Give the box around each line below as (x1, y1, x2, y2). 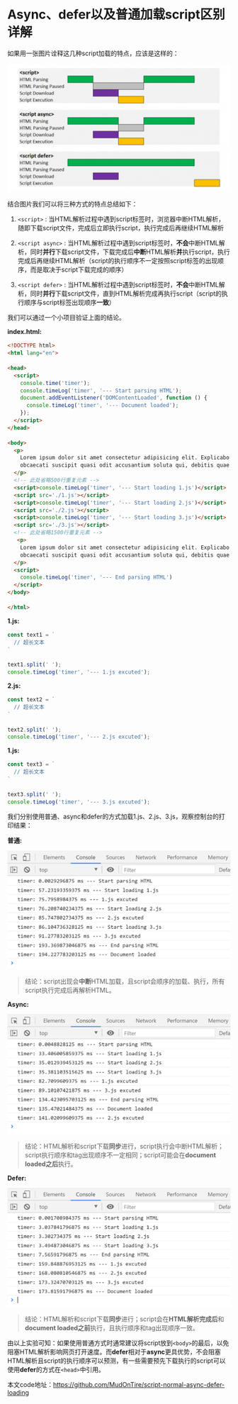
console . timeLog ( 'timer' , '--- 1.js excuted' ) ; (7, 669, 151, 676)
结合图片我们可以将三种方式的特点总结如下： (7, 200, 138, 208)
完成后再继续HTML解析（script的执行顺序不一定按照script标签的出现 (17, 257, 218, 265)
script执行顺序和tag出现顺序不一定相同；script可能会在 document (24, 1151, 216, 1159)
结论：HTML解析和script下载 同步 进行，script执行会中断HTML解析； (24, 1142, 225, 1151)
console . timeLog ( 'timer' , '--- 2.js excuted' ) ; (7, 733, 151, 741)
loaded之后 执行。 (24, 1160, 77, 1169)
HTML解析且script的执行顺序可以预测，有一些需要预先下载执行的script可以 (7, 1356, 226, 1365)
